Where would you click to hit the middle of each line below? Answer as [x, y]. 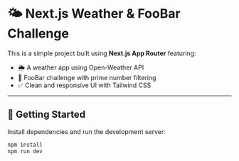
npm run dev [25, 151]
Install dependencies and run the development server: [86, 131]
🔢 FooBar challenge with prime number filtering [87, 77]
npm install [25, 145]
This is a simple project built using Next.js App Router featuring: [102, 53]
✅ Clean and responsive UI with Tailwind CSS [84, 85]
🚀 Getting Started [47, 115]
